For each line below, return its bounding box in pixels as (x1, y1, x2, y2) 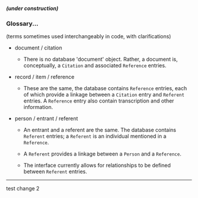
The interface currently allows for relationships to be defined (23, 162, 171, 169)
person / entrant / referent (14, 115, 78, 122)
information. (23, 104, 53, 111)
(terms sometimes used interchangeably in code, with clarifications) (6, 33, 171, 40)
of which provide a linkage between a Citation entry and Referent (23, 91, 184, 98)
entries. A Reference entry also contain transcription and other (23, 97, 174, 104)
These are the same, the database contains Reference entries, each (23, 85, 187, 92)
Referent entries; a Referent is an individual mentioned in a (23, 133, 167, 140)
